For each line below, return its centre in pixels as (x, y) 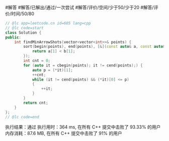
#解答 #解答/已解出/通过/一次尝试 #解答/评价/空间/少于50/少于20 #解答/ (80, 7)
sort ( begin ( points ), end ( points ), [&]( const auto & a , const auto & (94, 47)
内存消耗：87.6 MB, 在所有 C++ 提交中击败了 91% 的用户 (64, 133)
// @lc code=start (24, 28)
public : (13, 37)
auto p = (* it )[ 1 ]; (52, 70)
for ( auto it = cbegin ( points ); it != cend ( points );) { (83, 65)
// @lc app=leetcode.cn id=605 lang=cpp (48, 23)
